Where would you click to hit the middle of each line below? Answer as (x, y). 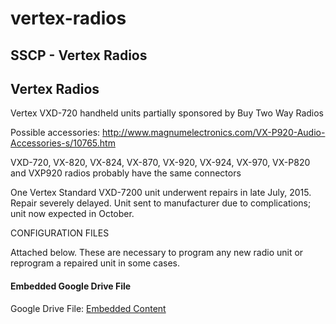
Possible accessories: (55, 133)
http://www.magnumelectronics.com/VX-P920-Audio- (214, 133)
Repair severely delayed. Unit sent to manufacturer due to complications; (161, 203)
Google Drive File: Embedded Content (88, 308)
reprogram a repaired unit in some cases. (95, 263)
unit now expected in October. (72, 214)
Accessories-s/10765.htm (63, 143)
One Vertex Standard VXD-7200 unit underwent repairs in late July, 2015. (161, 193)
